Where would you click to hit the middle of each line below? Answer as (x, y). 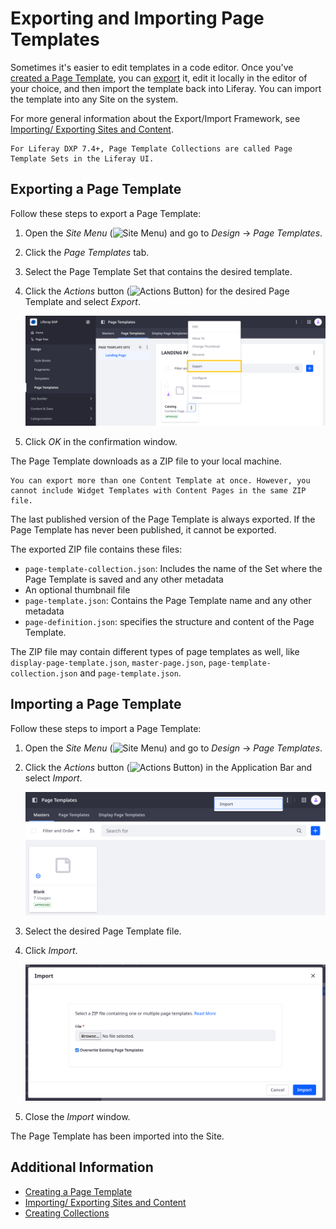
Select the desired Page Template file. (103, 931)
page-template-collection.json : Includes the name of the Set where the (173, 569)
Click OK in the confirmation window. (101, 442)
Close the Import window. (77, 1116)
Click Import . (51, 950)
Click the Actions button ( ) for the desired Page (157, 291)
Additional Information (82, 1167)
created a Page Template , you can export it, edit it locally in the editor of (159, 78)
